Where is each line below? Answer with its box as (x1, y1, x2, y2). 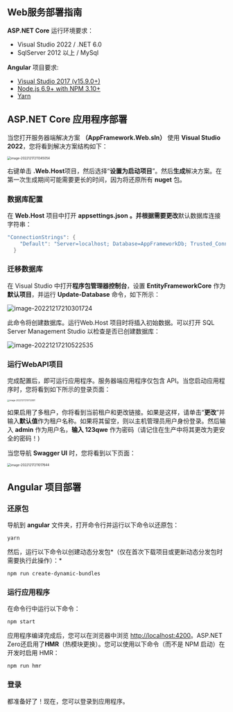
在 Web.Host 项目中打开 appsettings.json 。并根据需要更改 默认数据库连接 (7, 211, 221, 220)
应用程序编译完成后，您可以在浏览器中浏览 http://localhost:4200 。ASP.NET (7, 632, 223, 640)
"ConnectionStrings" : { (7, 234, 76, 241)
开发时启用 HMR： (7, 649, 60, 657)
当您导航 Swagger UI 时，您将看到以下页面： (7, 449, 137, 458)
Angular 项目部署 (7, 481, 82, 493)
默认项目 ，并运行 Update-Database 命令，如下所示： (7, 290, 161, 298)
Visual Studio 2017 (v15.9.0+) (17, 77, 101, 85)
